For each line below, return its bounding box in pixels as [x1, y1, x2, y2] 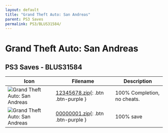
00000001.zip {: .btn [55, 110, 104, 117]
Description [123, 78, 152, 85]
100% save [114, 113, 142, 120]
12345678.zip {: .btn [55, 89, 104, 96]
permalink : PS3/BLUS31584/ [5, 21, 61, 27]
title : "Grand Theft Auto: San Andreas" [5, 12, 91, 17]
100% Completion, [114, 89, 160, 96]
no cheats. [114, 96, 140, 103]
